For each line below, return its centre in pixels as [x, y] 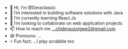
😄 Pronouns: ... [26, 36]
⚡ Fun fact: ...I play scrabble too [42, 41]
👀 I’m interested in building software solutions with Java [66, 13]
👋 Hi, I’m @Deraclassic [33, 8]
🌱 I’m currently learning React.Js [43, 18]
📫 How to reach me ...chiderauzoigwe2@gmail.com [63, 29]
